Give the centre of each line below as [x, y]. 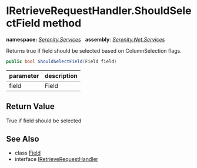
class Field [28, 153]
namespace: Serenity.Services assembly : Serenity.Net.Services [86, 39]
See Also [23, 139]
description [61, 76]
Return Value [30, 107]
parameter [24, 76]
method [62, 23]
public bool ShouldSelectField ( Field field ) [61, 61]
